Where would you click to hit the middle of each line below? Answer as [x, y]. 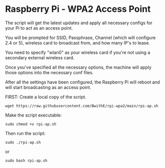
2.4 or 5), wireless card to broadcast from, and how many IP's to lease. [78, 42]
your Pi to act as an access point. [39, 28]
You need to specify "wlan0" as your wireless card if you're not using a [78, 52]
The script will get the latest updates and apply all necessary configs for [79, 23]
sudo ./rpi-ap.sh [23, 142]
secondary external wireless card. [40, 57]
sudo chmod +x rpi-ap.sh [31, 124]
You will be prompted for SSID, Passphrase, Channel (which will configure [81, 38]
